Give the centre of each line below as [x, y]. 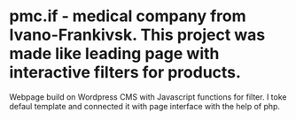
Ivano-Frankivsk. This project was [137, 35]
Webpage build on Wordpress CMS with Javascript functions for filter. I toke [148, 97]
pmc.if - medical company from [128, 16]
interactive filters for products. [125, 73]
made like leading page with [114, 54]
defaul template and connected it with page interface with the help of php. [145, 106]
